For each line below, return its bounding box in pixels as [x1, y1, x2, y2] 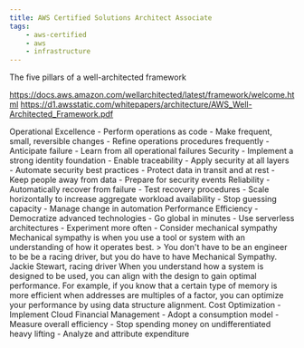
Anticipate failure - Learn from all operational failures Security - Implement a [9, 146, 294, 157]
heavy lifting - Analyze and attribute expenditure [9, 328, 190, 340]
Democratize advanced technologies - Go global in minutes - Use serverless [9, 213, 295, 224]
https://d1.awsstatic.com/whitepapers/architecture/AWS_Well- [20, 99, 252, 110]
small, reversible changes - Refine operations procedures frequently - [9, 136, 270, 147]
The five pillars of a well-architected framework [9, 72, 187, 82]
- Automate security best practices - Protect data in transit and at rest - [9, 165, 276, 176]
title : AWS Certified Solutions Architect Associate [9, 13, 213, 23]
